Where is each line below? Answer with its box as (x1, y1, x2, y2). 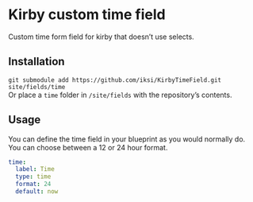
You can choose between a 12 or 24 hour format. (8, 142, 168, 152)
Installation (8, 55, 65, 68)
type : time (15, 173, 52, 181)
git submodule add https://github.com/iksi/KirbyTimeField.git (8, 76, 222, 84)
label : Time (15, 165, 56, 173)
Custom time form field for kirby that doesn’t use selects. (8, 32, 194, 41)
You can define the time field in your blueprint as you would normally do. (8, 134, 246, 144)
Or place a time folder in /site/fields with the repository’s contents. (8, 90, 232, 99)
